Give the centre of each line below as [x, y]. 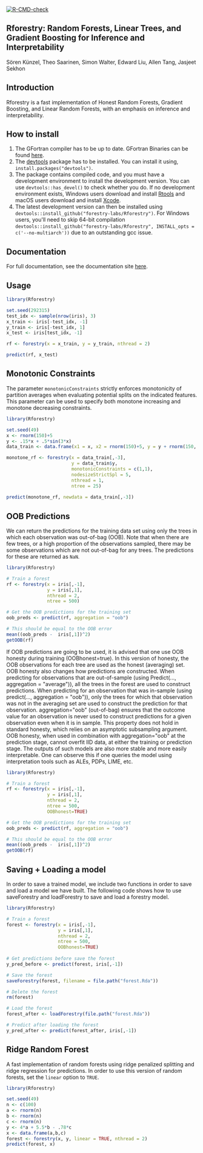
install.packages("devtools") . [54, 168]
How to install [33, 134]
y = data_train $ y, [95, 464]
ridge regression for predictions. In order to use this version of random [94, 1070]
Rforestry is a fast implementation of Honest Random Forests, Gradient [95, 102]
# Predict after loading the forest [52, 1025]
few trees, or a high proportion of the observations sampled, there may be [99, 544]
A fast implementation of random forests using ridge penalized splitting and [101, 1064]
